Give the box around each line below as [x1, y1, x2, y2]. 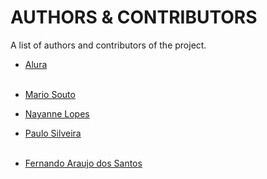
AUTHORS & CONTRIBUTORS [10, 6, 258, 29]
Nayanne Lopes [24, 107, 90, 120]
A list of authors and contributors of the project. [10, 39, 207, 51]
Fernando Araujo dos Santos [24, 157, 143, 169]
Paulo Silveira [24, 127, 82, 139]
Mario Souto [24, 88, 76, 100]
